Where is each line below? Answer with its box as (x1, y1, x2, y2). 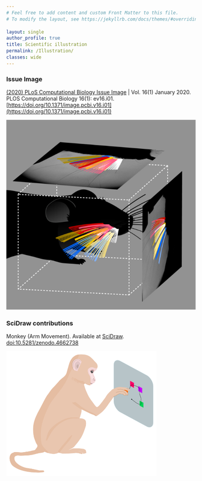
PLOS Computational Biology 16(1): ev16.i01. (6, 95, 115, 102)
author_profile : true (6, 35, 61, 42)
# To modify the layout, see (6, 16, 79, 22)
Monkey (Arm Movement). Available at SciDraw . (6, 333, 124, 340)
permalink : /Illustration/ (6, 48, 74, 54)
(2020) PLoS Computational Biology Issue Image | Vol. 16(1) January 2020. (6, 89, 191, 96)
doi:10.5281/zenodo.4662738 (6, 339, 79, 347)
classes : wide (6, 54, 42, 60)
